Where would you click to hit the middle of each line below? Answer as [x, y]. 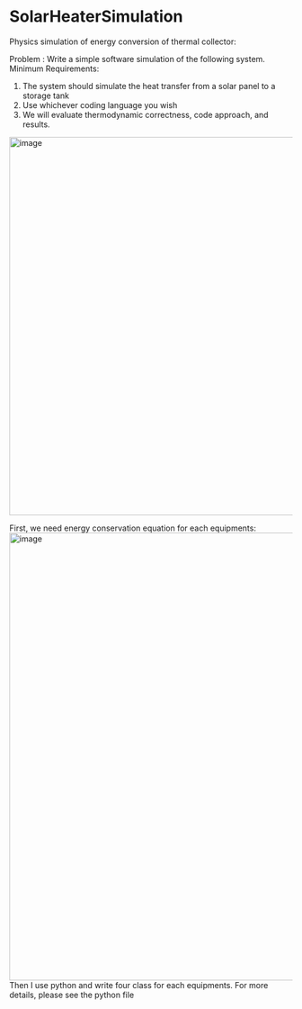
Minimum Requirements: [54, 68]
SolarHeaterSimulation [96, 17]
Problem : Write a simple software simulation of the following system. [137, 59]
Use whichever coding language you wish [100, 105]
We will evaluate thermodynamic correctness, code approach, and [145, 114]
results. [36, 124]
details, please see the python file [72, 995]
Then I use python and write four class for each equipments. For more [139, 985]
